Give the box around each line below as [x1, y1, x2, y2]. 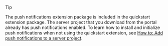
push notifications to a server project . [5, 35, 83, 41]
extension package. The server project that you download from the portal [5, 19, 157, 25]
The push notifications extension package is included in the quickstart [5, 14, 150, 19]
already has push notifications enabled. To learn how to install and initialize [5, 24, 160, 30]
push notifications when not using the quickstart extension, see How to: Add [5, 30, 163, 35]
